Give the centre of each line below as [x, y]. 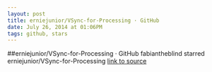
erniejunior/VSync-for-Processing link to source [77, 61]
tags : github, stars [38, 34]
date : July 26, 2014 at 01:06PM [55, 27]
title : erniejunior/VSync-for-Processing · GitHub [83, 20]
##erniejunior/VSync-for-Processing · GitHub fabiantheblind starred [106, 54]
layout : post [26, 14]
